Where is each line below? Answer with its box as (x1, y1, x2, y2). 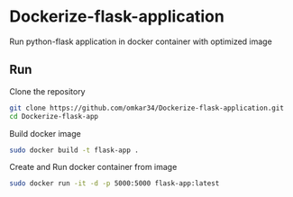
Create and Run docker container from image (9, 162, 178, 173)
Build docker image (9, 128, 81, 139)
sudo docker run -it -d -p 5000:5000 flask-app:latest (9, 179, 220, 188)
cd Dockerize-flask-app (9, 112, 99, 121)
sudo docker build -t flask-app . (9, 146, 140, 155)
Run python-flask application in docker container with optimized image (9, 36, 272, 47)
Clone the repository (9, 85, 86, 96)
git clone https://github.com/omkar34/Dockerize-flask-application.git (9, 103, 284, 112)
